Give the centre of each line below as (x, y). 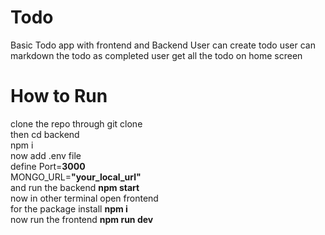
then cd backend (45, 134)
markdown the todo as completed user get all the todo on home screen (156, 55)
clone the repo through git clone (76, 123)
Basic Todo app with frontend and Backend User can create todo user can (163, 45)
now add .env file (46, 155)
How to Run (59, 96)
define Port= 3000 (48, 166)
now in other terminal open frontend (84, 198)
